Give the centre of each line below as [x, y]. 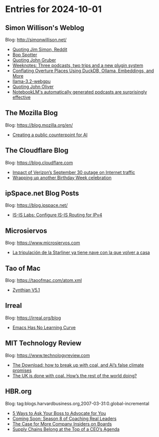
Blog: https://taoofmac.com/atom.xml [44, 280]
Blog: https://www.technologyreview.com [48, 355]
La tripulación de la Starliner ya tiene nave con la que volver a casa [81, 253]
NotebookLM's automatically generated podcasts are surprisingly [79, 92]
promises [22, 370]
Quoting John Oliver [33, 87]
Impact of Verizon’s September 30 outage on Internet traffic [74, 172]
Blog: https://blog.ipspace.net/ [37, 205]
